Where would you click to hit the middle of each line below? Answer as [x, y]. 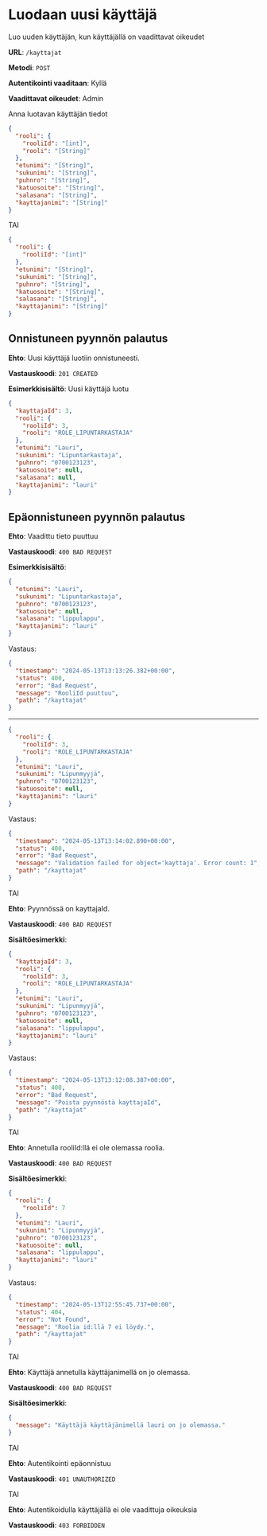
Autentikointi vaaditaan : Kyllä [58, 83]
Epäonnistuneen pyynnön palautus [97, 517]
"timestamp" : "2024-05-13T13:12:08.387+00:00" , [96, 1080]
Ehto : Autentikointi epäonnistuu [60, 1463]
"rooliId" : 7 [44, 1209]
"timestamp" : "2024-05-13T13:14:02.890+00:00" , [96, 841]
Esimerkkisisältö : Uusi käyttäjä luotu [69, 389]
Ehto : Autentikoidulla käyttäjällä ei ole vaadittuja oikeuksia [103, 1509]
